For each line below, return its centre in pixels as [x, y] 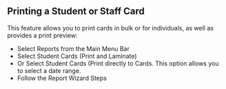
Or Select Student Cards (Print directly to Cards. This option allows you [118, 63]
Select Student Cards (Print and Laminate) [77, 56]
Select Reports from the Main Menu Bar [73, 48]
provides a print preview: [42, 35]
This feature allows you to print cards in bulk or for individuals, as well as [110, 28]
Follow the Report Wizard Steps [62, 78]
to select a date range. [49, 70]
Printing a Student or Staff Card [76, 11]
